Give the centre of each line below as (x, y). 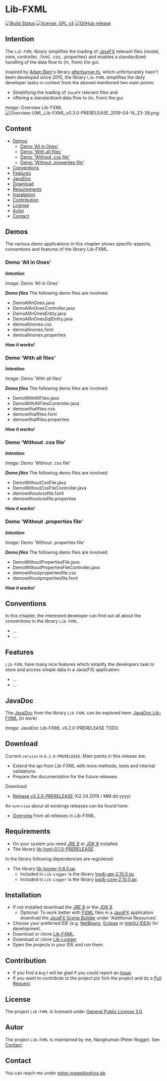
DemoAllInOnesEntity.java (39, 313)
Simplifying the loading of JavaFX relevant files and (65, 92)
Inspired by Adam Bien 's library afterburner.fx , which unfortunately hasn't (82, 72)
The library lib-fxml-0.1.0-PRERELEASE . (53, 849)
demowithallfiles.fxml (35, 414)
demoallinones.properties (39, 335)
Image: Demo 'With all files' (34, 378)
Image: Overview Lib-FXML (34, 107)
